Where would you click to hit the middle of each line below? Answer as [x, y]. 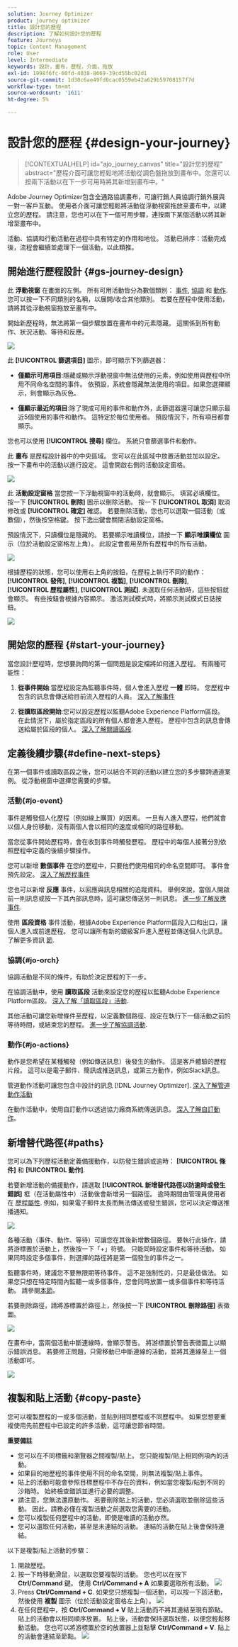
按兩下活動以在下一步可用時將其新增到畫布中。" [95, 181]
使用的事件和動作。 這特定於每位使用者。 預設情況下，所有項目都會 [132, 417]
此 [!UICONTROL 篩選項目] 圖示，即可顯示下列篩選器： [87, 360]
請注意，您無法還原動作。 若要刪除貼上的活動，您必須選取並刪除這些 [118, 1500]
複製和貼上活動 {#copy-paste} [74, 1398]
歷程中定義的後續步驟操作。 [53, 850]
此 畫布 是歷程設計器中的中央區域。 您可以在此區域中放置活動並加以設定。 [115, 456]
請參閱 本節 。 [40, 1291]
